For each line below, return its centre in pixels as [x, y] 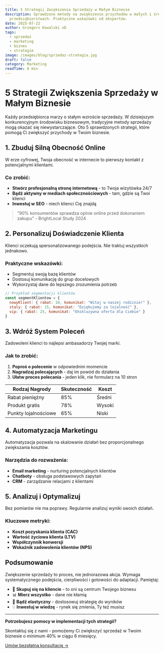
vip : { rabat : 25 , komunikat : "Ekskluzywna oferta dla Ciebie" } [77, 312]
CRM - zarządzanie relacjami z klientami [53, 481]
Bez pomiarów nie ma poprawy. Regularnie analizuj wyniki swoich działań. [80, 508]
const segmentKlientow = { [32, 298]
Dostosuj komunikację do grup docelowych [56, 279]
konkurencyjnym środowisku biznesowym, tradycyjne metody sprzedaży [78, 122]
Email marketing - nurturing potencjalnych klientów [64, 471]
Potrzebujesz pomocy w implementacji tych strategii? [61, 621]
